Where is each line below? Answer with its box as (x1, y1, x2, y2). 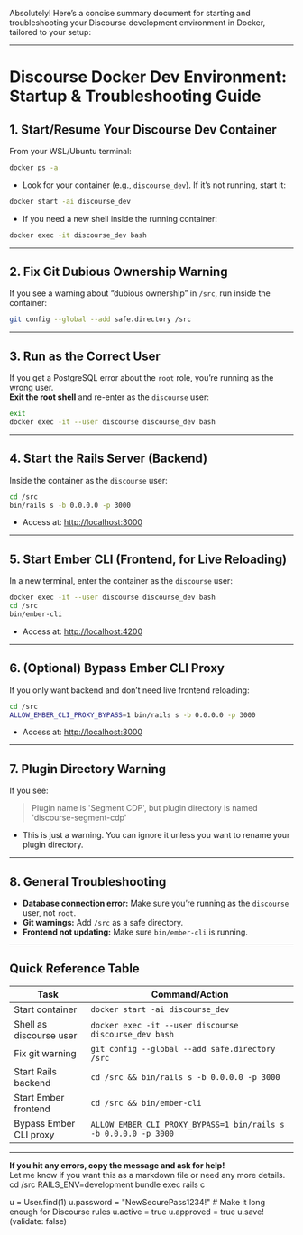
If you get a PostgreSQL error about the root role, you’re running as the (9, 373, 274, 383)
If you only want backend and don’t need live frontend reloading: (9, 685, 250, 696)
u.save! (237, 1206, 264, 1217)
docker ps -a (9, 163, 59, 172)
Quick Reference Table (9, 961, 140, 977)
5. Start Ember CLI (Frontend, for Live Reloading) (9, 551, 288, 567)
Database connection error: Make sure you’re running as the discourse (22, 898, 289, 909)
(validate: (9, 1215, 44, 1226)
